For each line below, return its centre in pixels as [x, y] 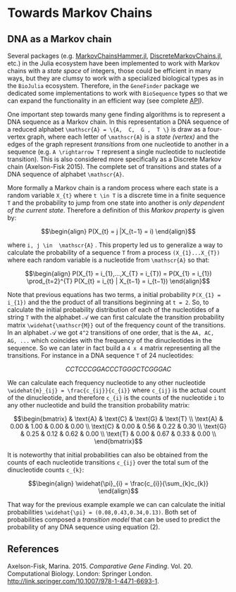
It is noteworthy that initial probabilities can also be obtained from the [108, 455]
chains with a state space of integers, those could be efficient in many [109, 71]
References [33, 549]
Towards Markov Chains [80, 13]
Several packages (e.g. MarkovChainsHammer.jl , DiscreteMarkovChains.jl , [115, 56]
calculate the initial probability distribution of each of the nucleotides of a [113, 310]
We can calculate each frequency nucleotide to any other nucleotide [106, 383]
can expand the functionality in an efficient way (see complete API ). [106, 101]
